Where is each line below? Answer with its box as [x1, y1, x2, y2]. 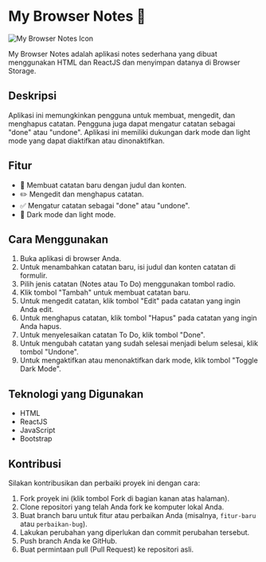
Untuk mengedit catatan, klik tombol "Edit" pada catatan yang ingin [19, 296, 241, 306]
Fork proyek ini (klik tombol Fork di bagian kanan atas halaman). [19, 494, 229, 503]
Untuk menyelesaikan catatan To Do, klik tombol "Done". [19, 330, 205, 340]
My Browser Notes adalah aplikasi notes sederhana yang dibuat [8, 49, 217, 58]
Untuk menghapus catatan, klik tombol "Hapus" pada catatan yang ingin [19, 313, 257, 323]
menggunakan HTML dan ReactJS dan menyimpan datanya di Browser [8, 57, 241, 67]
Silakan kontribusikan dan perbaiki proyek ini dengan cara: [8, 478, 201, 488]
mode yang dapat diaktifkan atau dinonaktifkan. [8, 136, 165, 145]
